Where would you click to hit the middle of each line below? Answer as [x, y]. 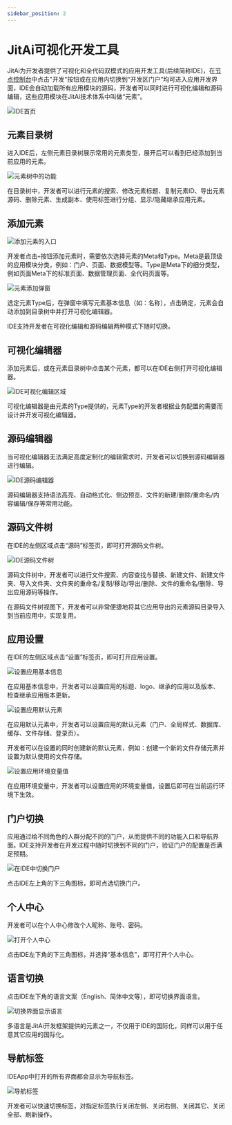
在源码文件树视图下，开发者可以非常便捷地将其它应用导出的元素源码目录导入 [116, 607]
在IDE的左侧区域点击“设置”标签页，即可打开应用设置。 [84, 657]
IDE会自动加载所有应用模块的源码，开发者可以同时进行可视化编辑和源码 [121, 88]
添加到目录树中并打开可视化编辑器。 [64, 311]
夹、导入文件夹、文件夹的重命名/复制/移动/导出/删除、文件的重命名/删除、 [113, 583]
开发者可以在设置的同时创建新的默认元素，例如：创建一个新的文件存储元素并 [116, 748]
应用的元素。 [31, 162]
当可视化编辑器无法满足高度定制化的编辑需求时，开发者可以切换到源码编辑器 [116, 457]
